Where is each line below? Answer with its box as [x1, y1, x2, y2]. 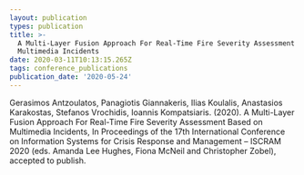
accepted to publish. [9, 155, 86, 166]
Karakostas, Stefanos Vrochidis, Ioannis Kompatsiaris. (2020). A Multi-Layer [9, 106, 295, 118]
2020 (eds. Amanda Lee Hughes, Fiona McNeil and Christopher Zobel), [9, 145, 277, 156]
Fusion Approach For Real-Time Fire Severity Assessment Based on [9, 116, 263, 127]
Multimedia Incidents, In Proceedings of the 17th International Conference [9, 126, 286, 137]
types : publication [9, 22, 84, 31]
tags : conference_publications [9, 64, 128, 73]
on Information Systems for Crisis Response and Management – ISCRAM [9, 135, 282, 146]
